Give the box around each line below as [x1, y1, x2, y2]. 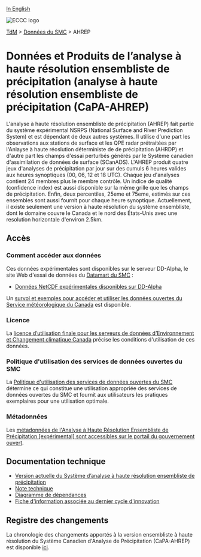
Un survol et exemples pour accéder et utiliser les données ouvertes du [6, 294, 182, 302]
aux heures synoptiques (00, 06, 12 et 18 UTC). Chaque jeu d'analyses [6, 171, 179, 178]
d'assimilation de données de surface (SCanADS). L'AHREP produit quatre [6, 158, 188, 166]
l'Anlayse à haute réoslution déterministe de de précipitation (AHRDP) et [6, 145, 184, 152]
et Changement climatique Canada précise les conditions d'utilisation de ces [6, 336, 195, 343]
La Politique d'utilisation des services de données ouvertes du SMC [6, 378, 173, 386]
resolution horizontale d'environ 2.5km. [6, 215, 103, 223]
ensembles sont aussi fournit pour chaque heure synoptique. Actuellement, [6, 196, 192, 203]
